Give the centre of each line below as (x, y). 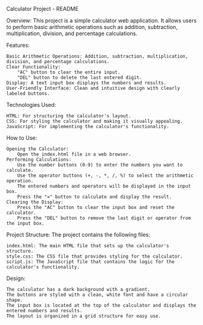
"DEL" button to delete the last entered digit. (80, 78)
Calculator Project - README (42, 9)
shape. (15, 300)
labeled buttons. (28, 94)
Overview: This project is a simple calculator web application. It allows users (101, 20)
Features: (18, 45)
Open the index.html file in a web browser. (74, 154)
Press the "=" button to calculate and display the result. (95, 197)
